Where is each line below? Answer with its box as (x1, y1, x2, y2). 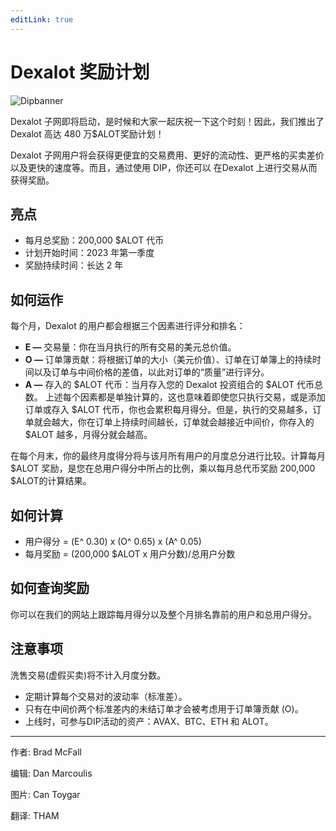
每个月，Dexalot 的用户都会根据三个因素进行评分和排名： (10, 320, 246, 332)
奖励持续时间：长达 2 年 (24, 259, 124, 271)
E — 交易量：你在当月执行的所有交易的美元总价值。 (24, 341, 237, 353)
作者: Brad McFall (10, 746, 82, 758)
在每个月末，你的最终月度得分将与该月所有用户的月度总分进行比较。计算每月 (10, 450, 326, 462)
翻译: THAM (10, 809, 60, 821)
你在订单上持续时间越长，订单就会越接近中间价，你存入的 (77, 416, 315, 428)
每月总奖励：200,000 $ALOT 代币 (24, 234, 165, 246)
